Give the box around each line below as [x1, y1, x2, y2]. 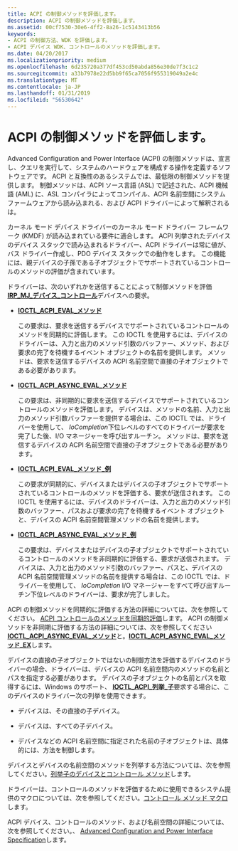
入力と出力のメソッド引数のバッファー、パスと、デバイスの [48, 563, 223, 571]
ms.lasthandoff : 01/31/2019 [7, 90, 91, 97]
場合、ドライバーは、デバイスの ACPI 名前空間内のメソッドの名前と [31, 665, 231, 673]
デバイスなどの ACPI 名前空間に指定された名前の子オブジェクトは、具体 [17, 736, 229, 745]
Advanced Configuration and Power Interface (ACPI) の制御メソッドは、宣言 [7, 154, 231, 162]
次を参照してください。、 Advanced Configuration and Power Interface [7, 826, 213, 835]
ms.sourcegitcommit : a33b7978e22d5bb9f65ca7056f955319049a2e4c [7, 70, 199, 77]
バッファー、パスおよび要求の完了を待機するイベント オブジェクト [30, 506, 225, 514]
